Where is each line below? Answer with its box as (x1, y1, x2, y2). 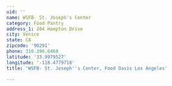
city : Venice (6, 31, 40, 38)
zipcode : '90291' (6, 43, 51, 49)
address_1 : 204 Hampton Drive (6, 25, 84, 32)
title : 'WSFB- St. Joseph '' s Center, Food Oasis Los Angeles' (6, 65, 168, 71)
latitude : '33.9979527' (6, 54, 67, 60)
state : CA (6, 37, 32, 43)
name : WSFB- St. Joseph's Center (6, 15, 91, 21)
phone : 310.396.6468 (6, 48, 59, 55)
